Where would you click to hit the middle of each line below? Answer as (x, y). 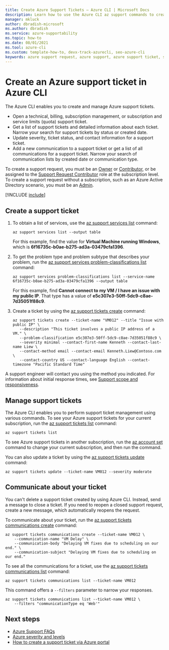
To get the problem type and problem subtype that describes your (81, 257)
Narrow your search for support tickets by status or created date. (80, 132)
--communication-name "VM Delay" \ (52, 539)
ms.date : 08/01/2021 (27, 43)
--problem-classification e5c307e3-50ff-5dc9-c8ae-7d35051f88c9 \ (91, 338)
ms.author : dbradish (27, 29)
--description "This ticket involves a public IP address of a (87, 329)
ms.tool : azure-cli (26, 47)
